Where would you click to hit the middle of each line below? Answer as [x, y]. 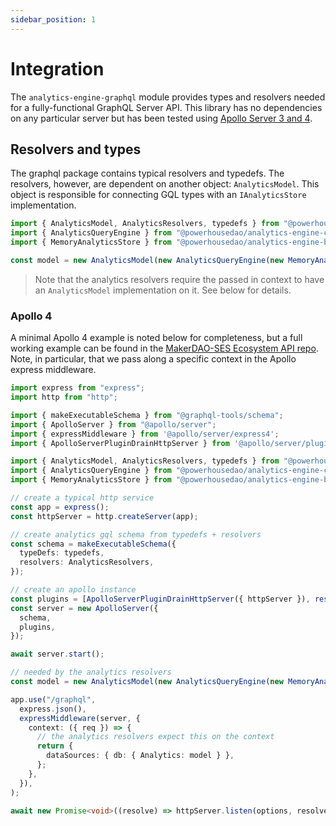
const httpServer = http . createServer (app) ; [104, 516]
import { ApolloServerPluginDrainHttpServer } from [120, 443]
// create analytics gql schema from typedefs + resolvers [136, 534]
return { [55, 746]
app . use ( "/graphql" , [53, 699]
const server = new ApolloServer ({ [84, 608]
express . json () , [53, 709]
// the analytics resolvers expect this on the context [155, 737]
